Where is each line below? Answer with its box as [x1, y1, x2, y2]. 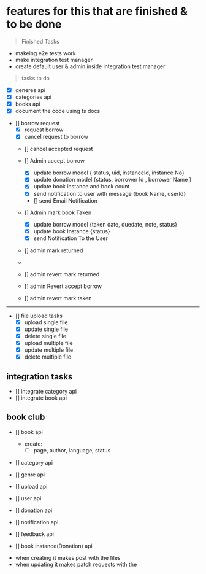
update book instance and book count [33, 183, 130, 190]
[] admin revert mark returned [24, 270, 100, 277]
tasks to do [21, 74, 50, 82]
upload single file [24, 318, 68, 326]
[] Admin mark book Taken [24, 209, 92, 216]
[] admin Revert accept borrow [24, 282, 102, 290]
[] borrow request [15, 120, 60, 127]
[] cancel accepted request [24, 145, 93, 153]
